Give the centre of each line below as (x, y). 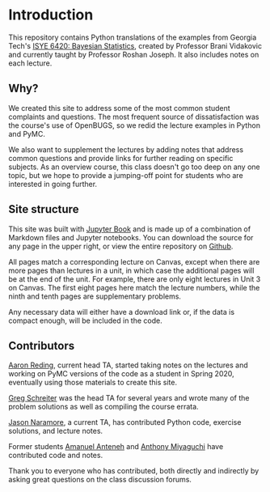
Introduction (51, 15)
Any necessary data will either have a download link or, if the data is (122, 312)
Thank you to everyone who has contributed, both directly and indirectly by (134, 471)
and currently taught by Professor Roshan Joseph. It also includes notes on (134, 54)
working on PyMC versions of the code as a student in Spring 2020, (121, 374)
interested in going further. (53, 184)
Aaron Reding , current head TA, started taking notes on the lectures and (128, 365)
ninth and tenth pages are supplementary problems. (95, 296)
